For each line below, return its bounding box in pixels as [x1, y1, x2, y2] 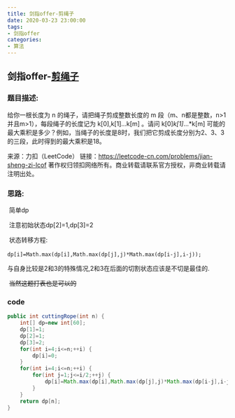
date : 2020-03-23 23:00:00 [7, 17, 86, 24]
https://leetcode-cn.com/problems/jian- [98, 151, 213, 160]
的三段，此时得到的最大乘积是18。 [7, 137, 106, 145]
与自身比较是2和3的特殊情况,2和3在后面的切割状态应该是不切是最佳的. [7, 264, 210, 272]
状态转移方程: [8, 236, 48, 244]
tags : [7, 23, 23, 30]
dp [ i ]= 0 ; [32, 352, 58, 359]
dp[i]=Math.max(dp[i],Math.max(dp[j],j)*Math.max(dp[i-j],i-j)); [7, 250, 201, 258]
